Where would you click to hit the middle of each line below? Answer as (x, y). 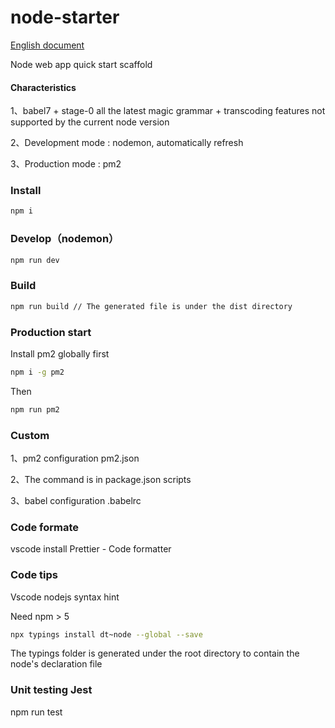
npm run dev (35, 260)
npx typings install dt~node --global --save (106, 634)
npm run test (36, 712)
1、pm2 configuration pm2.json (75, 458)
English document (47, 45)
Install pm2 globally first (60, 353)
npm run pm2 (35, 409)
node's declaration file (56, 664)
